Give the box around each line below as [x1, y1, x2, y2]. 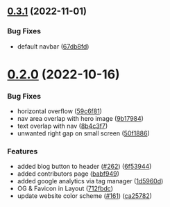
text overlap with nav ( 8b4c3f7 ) [17, 122, 108, 131]
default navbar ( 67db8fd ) [17, 42, 90, 51]
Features [7, 147, 38, 156]
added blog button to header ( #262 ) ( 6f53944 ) [17, 163, 152, 171]
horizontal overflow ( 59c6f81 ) [17, 107, 103, 115]
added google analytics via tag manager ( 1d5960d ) [17, 177, 164, 185]
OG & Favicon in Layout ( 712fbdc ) [17, 184, 113, 193]
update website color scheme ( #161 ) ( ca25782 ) [17, 192, 153, 200]
